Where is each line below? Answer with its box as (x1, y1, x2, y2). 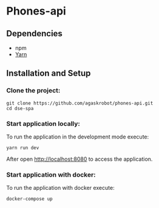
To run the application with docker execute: (6, 184, 115, 192)
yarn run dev (6, 145, 39, 151)
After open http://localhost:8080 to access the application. (6, 155, 153, 163)
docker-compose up (6, 196, 53, 202)
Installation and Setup (6, 68, 91, 79)
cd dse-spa (6, 105, 34, 111)
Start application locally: (6, 119, 81, 128)
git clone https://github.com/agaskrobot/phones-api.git (6, 100, 154, 106)
